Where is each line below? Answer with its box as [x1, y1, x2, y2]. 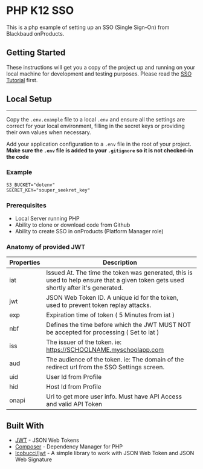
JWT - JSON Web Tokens [14, 436, 80, 444]
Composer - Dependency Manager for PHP [14, 443, 123, 450]
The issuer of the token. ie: [46, 338, 122, 346]
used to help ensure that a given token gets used [46, 276, 184, 285]
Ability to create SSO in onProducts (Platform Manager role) [14, 228, 164, 235]
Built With [6, 421, 44, 431]
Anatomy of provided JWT [6, 243, 86, 251]
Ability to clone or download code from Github [14, 221, 130, 228]
